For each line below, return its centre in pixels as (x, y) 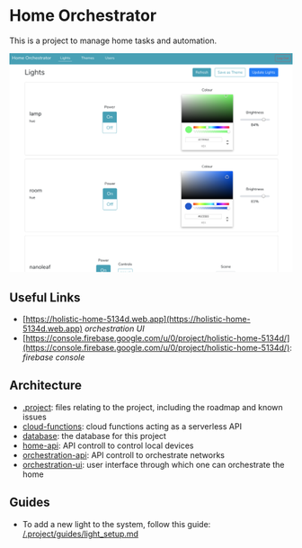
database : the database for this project (94, 436)
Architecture (46, 386)
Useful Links (45, 297)
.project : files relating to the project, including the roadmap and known (152, 407)
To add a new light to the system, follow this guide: (116, 524)
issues (34, 417)
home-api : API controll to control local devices (108, 445)
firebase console (53, 357)
